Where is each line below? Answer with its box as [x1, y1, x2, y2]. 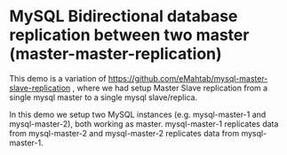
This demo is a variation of [9, 73, 107, 83]
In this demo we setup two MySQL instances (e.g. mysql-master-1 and [9, 109, 267, 120]
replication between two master [9, 25, 250, 45]
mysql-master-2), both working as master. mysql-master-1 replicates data [9, 118, 279, 129]
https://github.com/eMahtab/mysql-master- [108, 73, 268, 83]
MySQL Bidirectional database [9, 6, 238, 27]
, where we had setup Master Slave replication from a [72, 82, 268, 93]
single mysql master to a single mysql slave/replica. [9, 91, 198, 103]
